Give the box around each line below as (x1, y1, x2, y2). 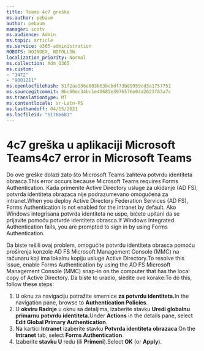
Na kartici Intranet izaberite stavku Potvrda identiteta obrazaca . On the (15, 325, 196, 333)
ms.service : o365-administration (6, 43, 92, 50)
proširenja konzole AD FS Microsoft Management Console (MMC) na (6, 248, 179, 255)
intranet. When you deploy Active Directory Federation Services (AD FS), (6, 197, 189, 205)
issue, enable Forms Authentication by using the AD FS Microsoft (6, 261, 171, 268)
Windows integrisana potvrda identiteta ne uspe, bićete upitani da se (6, 210, 180, 217)
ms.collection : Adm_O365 (6, 60, 70, 66)
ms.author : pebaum (6, 15, 53, 21)
